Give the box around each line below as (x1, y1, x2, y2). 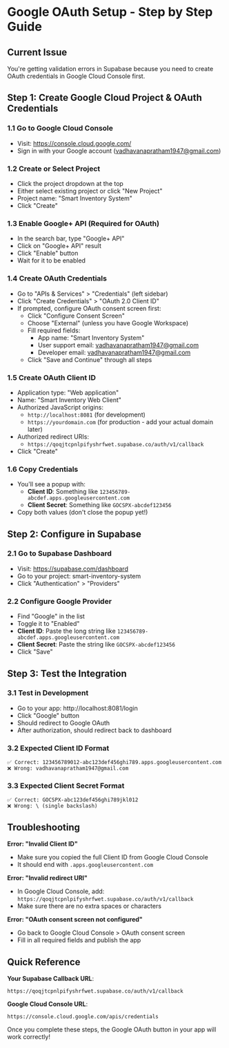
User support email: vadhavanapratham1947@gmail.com (37, 341, 199, 349)
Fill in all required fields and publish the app (17, 936, 141, 944)
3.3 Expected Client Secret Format (7, 781, 125, 791)
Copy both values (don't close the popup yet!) (17, 508, 148, 517)
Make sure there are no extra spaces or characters (17, 902, 162, 911)
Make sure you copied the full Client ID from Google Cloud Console (17, 853, 208, 861)
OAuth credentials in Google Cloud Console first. (7, 72, 146, 80)
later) (27, 425, 43, 433)
